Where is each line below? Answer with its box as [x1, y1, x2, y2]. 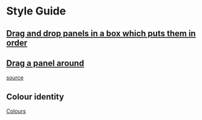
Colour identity [6, 92, 65, 102]
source [6, 74, 24, 81]
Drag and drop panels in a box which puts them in [6, 28, 196, 39]
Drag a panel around [6, 58, 85, 68]
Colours [6, 107, 26, 115]
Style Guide [6, 4, 67, 18]
